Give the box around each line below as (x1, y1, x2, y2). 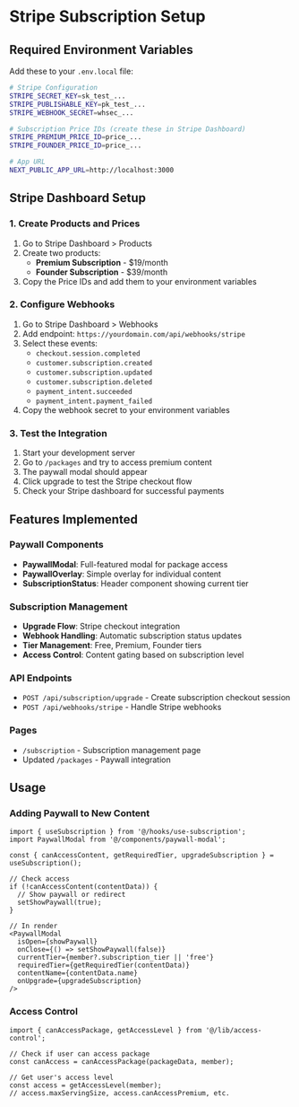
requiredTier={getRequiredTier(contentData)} (17, 961, 191, 971)
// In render (9, 922, 58, 931)
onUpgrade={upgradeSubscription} (17, 977, 142, 986)
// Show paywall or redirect (17, 891, 126, 900)
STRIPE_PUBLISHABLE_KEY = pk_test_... (9, 100, 146, 109)
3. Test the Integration (9, 426, 107, 439)
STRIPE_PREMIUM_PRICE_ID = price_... (9, 133, 142, 142)
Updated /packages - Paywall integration (21, 754, 172, 765)
